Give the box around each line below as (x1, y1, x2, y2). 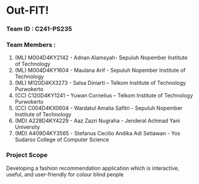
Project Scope (6, 151, 48, 159)
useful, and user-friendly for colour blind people (6, 170, 124, 178)
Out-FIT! (6, 4, 49, 17)
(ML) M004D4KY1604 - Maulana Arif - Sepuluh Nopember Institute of (14, 66, 186, 74)
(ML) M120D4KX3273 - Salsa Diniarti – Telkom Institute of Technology (14, 80, 186, 87)
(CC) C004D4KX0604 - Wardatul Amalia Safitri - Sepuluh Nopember (14, 104, 183, 112)
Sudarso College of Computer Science (14, 136, 109, 143)
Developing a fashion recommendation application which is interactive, (6, 164, 179, 172)
